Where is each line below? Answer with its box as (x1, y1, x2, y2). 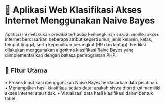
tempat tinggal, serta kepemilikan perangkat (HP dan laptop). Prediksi (5, 41, 146, 47)
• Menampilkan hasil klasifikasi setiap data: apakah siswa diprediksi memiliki (5, 85, 161, 91)
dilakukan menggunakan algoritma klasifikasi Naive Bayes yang (5, 47, 134, 53)
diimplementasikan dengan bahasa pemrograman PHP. (5, 52, 117, 58)
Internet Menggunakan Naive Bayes (5, 15, 155, 26)
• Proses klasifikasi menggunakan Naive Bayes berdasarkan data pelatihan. (5, 79, 159, 85)
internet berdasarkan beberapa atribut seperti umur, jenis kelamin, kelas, (5, 36, 153, 42)
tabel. (5, 95, 17, 101)
